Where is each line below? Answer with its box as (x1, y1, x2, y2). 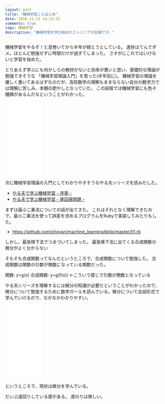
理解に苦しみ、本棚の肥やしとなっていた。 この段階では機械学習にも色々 (9, 85, 157, 91)
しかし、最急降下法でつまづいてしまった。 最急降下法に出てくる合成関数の (5, 239, 157, 244)
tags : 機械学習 (5, 26, 33, 30)
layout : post (5, 7, 32, 12)
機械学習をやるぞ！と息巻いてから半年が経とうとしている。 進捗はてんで (5, 44, 152, 50)
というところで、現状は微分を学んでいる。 (5, 383, 91, 389)
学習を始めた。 (13, 56, 44, 62)
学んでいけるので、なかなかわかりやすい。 (5, 295, 91, 300)
